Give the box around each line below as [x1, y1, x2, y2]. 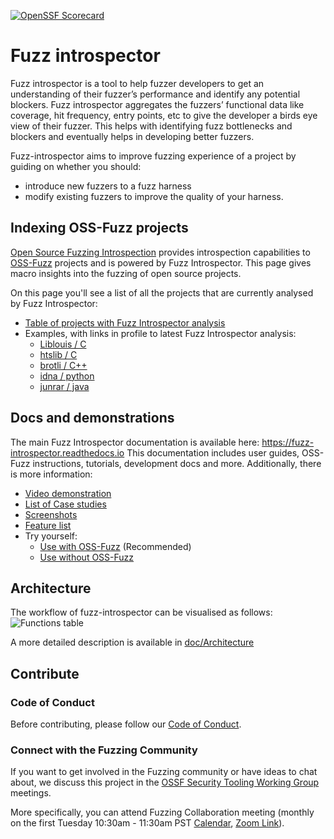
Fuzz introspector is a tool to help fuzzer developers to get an [10, 77, 265, 89]
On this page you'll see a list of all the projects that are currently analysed [10, 286, 314, 299]
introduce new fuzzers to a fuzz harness [24, 180, 192, 192]
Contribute [10, 665, 80, 682]
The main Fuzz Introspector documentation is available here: [10, 436, 260, 448]
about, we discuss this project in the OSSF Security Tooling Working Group [10, 776, 320, 789]
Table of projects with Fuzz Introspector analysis [24, 316, 226, 329]
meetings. [10, 787, 52, 799]
